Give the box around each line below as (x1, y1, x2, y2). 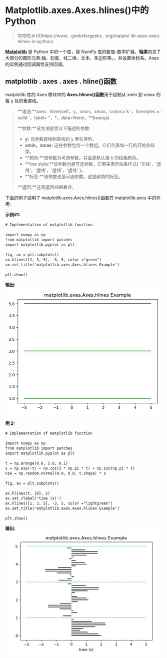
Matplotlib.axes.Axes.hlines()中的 (5, 5, 149, 16)
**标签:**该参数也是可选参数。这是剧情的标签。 (24, 173, 123, 179)
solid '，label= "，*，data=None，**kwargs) (17, 115, 110, 121)
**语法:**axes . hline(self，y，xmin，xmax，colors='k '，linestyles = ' (17, 108, 162, 114)
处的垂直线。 (14, 98, 41, 104)
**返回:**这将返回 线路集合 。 (17, 184, 76, 190)
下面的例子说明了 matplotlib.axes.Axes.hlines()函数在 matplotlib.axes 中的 (5, 195, 156, 201)
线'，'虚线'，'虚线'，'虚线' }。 (24, 167, 86, 173)
